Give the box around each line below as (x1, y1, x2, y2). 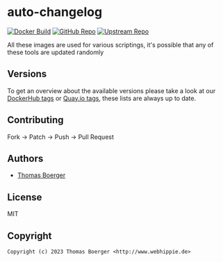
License (7, 191, 42, 203)
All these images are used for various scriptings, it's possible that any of (7, 40, 214, 49)
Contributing (7, 114, 64, 126)
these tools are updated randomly (7, 48, 104, 56)
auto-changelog (7, 4, 103, 20)
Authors (7, 152, 44, 164)
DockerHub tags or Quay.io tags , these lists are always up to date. (7, 94, 197, 102)
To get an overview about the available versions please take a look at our (7, 86, 216, 95)
